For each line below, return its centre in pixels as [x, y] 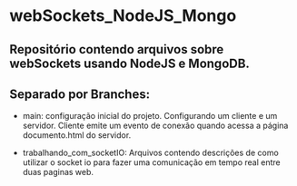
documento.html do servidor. [77, 135]
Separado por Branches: [80, 94]
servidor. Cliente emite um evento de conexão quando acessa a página [155, 126]
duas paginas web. [58, 172]
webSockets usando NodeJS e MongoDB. [129, 63]
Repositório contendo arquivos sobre [117, 49]
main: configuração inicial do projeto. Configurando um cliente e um [150, 116]
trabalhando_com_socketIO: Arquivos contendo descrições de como [150, 153]
